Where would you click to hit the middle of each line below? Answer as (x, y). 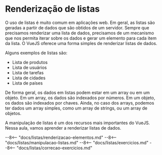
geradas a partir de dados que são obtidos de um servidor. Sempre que (77, 27)
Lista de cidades (29, 78)
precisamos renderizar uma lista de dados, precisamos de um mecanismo (80, 33)
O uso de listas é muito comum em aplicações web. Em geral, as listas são (80, 22)
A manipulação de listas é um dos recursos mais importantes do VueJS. (78, 123)
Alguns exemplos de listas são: (36, 53)
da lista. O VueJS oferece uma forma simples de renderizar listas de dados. (81, 43)
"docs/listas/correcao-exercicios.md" (54, 148)
